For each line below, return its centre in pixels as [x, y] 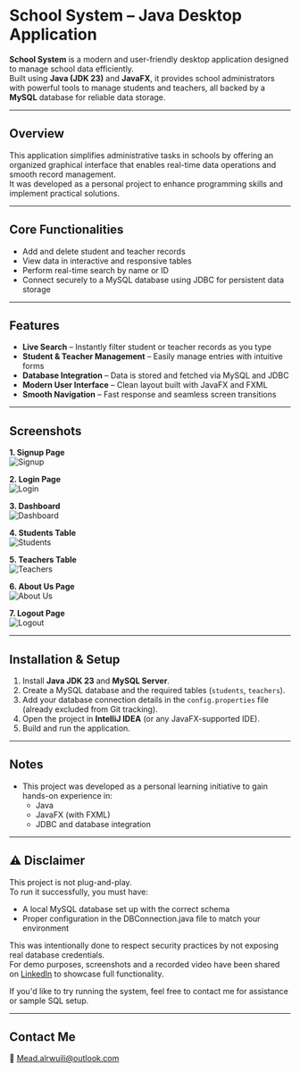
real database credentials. [57, 955]
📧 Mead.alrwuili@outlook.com [64, 1059]
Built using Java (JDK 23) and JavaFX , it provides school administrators [142, 78]
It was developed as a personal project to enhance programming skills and [146, 183]
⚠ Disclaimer [47, 861]
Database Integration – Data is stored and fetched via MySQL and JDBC [155, 375]
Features [34, 326]
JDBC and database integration [93, 824]
